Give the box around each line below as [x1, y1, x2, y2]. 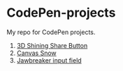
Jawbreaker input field [16, 56, 82, 64]
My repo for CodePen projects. [6, 28, 96, 36]
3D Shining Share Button [16, 41, 88, 49]
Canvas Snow [16, 49, 57, 57]
